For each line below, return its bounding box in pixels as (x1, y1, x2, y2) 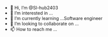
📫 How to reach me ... (10, 26, 57, 32)
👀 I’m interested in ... (10, 10, 53, 16)
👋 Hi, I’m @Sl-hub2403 (10, 5, 58, 10)
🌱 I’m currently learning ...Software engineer (10, 15, 103, 21)
